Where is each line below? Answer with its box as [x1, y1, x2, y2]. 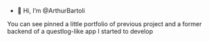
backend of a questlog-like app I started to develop [7, 28, 154, 35]
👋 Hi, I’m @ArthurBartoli [17, 7, 85, 14]
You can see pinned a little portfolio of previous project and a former [7, 20, 202, 28]
